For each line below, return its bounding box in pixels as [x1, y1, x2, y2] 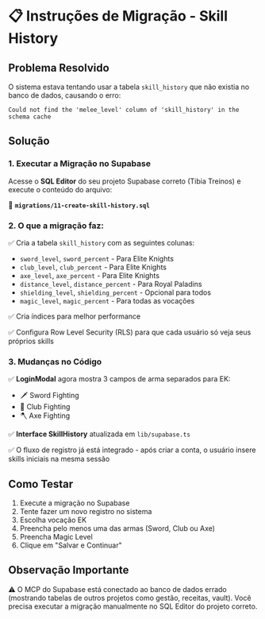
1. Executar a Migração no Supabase [8, 158, 151, 169]
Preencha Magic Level [19, 532, 93, 542]
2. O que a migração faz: [8, 220, 105, 231]
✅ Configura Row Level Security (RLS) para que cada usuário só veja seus [8, 327, 252, 337]
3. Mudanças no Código [8, 356, 102, 367]
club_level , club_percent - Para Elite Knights [19, 262, 167, 272]
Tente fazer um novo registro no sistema [19, 507, 152, 516]
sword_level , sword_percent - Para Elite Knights [19, 253, 175, 263]
